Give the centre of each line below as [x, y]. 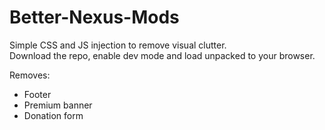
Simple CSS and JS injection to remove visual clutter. [118, 45]
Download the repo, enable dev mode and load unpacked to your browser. [162, 55]
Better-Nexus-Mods [94, 17]
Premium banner [58, 105]
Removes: [30, 75]
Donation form [53, 115]
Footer [37, 94]
